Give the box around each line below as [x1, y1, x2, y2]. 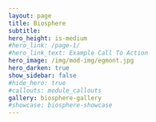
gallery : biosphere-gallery [8, 94, 102, 102]
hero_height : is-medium [8, 34, 88, 43]
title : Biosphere [8, 19, 66, 27]
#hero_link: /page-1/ [8, 42, 81, 50]
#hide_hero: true [8, 79, 66, 87]
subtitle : [8, 26, 42, 35]
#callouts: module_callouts [8, 86, 102, 95]
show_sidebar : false [8, 71, 78, 79]
